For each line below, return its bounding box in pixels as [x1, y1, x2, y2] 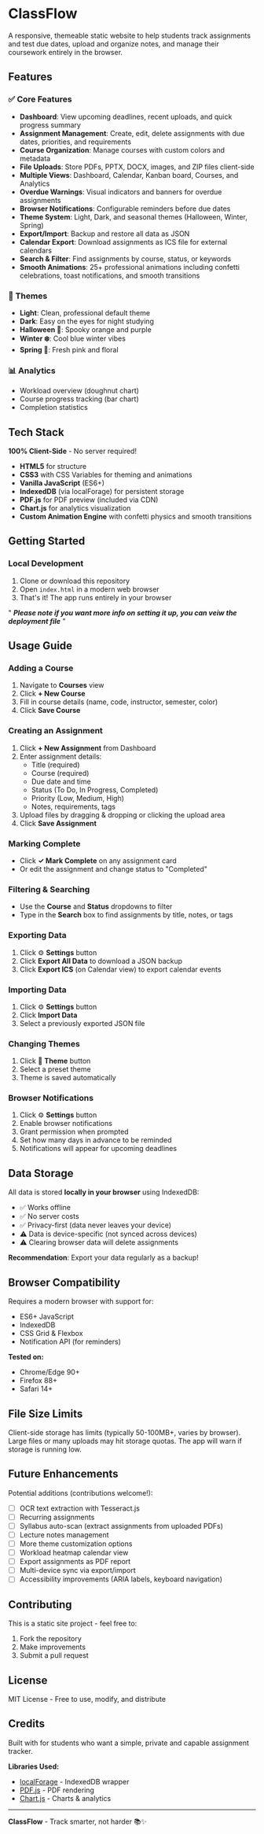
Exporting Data [8, 930, 67, 941]
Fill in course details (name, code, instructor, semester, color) [19, 697, 218, 707]
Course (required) [31, 768, 90, 777]
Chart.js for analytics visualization [19, 504, 131, 513]
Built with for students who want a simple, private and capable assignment [8, 1738, 250, 1747]
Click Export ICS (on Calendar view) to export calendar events [19, 965, 222, 974]
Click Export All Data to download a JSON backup [19, 956, 183, 965]
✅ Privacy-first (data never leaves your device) [19, 1220, 171, 1230]
